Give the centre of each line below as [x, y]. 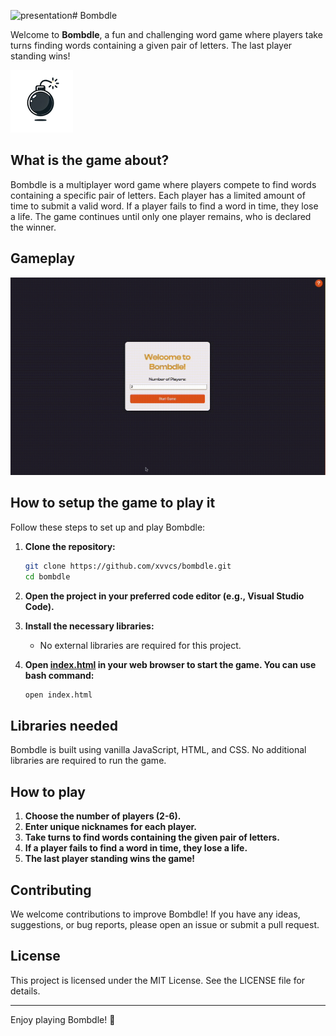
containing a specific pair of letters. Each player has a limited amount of [158, 195]
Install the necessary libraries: [89, 626]
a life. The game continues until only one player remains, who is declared [161, 216]
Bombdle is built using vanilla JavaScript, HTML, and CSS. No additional [158, 750]
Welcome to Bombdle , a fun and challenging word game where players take [166, 34]
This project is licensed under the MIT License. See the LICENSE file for [158, 980]
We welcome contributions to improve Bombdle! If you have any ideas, [155, 914]
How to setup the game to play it [113, 503]
